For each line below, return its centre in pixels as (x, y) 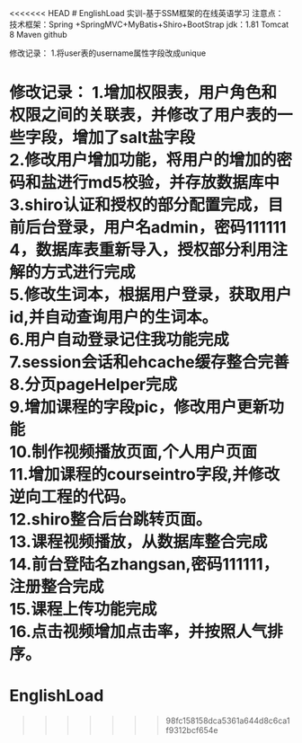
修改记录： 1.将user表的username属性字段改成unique (108, 53)
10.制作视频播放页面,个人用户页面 (133, 452)
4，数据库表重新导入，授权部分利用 (141, 250)
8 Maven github (38, 35)
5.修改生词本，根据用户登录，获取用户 (151, 295)
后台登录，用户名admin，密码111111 (156, 228)
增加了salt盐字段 (134, 138)
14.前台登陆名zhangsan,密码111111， (144, 565)
